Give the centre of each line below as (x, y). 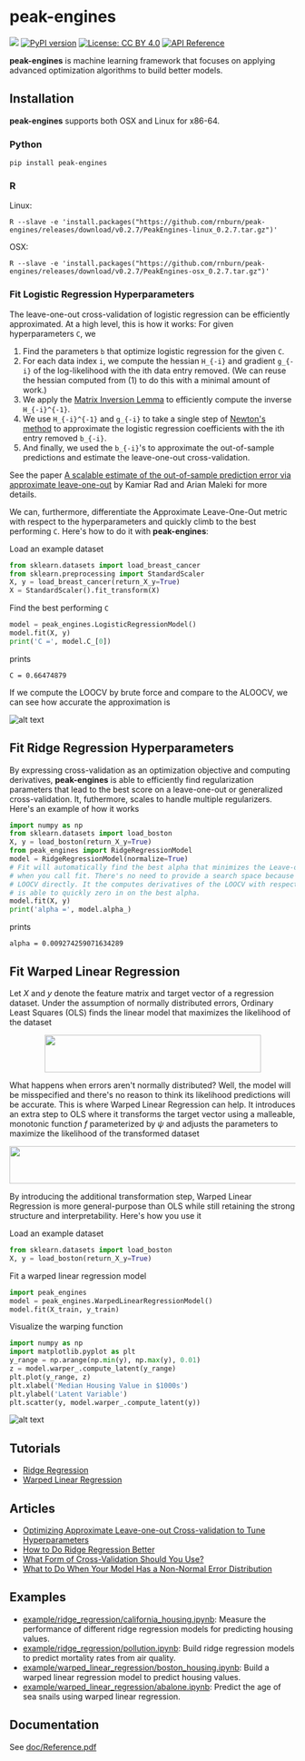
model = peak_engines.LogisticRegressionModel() (103, 625)
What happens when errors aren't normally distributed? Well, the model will (150, 1085)
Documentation (54, 1725)
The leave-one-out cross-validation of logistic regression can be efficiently (150, 314)
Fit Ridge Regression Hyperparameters (122, 748)
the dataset (31, 1023)
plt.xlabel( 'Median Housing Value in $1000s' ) (99, 1385)
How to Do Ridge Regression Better (89, 1549)
